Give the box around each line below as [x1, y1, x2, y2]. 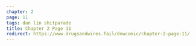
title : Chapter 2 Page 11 [6, 25, 71, 32]
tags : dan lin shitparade [6, 20, 71, 26]
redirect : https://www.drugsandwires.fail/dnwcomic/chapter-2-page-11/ [6, 31, 190, 37]
